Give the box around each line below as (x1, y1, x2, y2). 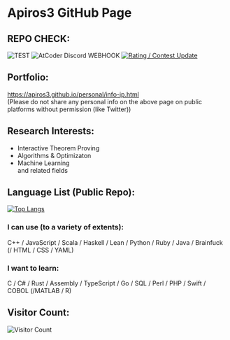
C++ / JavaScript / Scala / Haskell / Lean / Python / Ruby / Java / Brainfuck (7, 238, 224, 246)
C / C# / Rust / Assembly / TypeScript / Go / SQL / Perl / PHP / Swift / (7, 279, 206, 288)
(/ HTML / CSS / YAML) (7, 246, 74, 254)
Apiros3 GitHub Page (7, 5, 132, 21)
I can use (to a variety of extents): (7, 222, 124, 232)
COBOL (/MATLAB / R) (7, 287, 72, 295)
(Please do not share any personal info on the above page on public (7, 97, 203, 106)
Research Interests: (7, 125, 94, 137)
